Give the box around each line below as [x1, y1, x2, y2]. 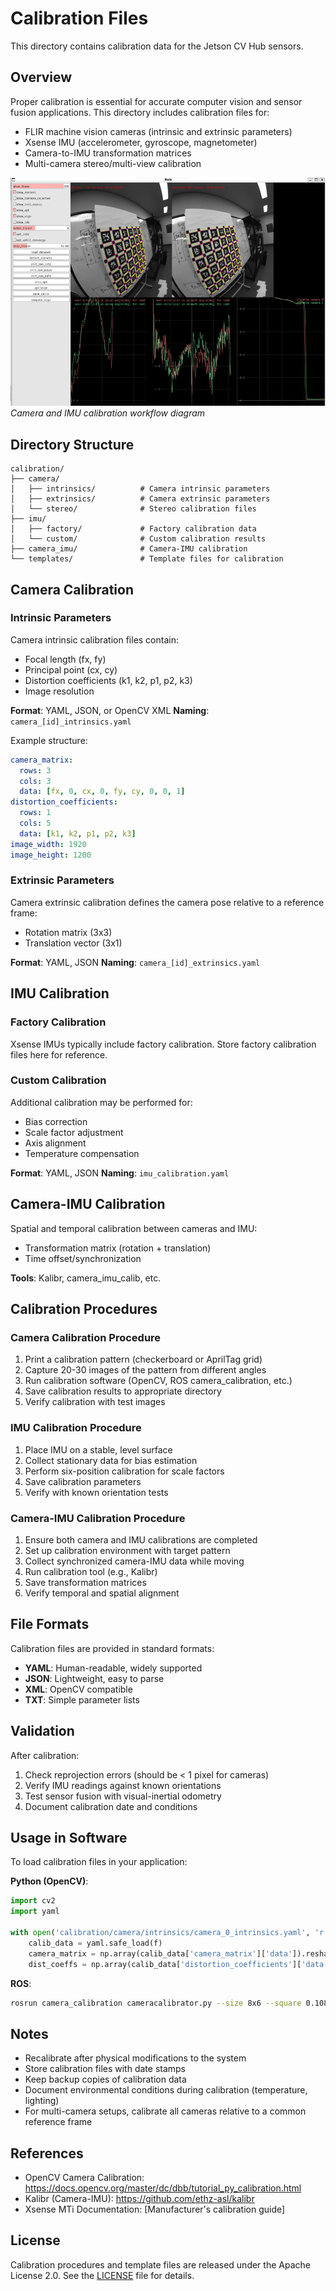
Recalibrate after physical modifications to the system [24, 2052, 247, 2064]
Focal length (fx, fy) [24, 653, 107, 665]
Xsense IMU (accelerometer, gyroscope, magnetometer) [24, 136, 258, 148]
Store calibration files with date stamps [24, 2063, 187, 2075]
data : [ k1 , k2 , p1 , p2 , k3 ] [19, 828, 137, 839]
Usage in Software [10, 1829, 128, 1846]
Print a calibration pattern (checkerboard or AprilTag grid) [24, 1353, 263, 1366]
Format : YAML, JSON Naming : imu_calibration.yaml [10, 1167, 230, 1179]
